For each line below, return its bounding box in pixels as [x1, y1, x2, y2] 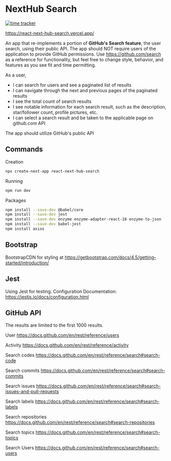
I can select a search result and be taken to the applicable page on [12, 114, 154, 121]
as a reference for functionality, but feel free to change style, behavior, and [5, 56, 164, 62]
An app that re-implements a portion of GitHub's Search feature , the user [5, 40, 161, 46]
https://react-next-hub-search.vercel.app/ [5, 30, 95, 36]
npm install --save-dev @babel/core [5, 207, 83, 212]
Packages [5, 197, 27, 203]
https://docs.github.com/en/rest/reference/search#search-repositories [5, 419, 155, 425]
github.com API [12, 120, 46, 126]
